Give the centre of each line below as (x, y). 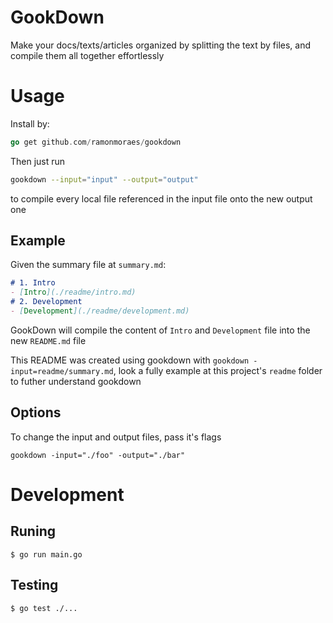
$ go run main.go (46, 554)
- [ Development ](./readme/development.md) (100, 311)
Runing (33, 531)
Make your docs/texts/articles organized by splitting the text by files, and (161, 45)
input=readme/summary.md (62, 371)
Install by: (30, 123)
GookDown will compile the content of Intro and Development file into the (160, 330)
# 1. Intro (33, 283)
